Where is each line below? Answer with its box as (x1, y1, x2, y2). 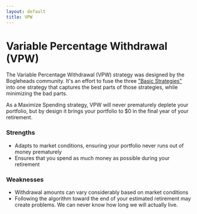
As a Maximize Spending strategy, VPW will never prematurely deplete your (6, 101, 189, 109)
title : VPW (6, 14, 33, 20)
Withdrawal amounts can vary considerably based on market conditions (14, 189, 189, 196)
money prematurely (14, 148, 62, 155)
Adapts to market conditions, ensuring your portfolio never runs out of (14, 142, 184, 149)
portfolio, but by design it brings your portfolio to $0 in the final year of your (6, 108, 189, 115)
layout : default (6, 8, 46, 15)
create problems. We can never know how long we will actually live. (14, 201, 178, 209)
